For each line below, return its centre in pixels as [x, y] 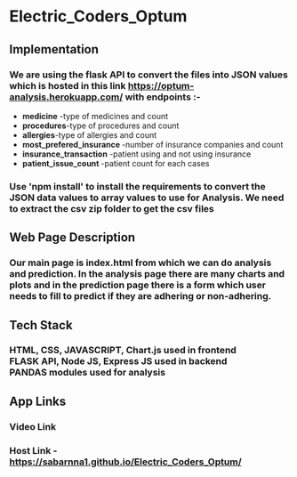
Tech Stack [41, 325]
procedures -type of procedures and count [100, 125]
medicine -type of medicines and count [95, 116]
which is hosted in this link [68, 85]
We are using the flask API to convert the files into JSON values [149, 75]
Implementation [54, 49]
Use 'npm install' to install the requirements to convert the [137, 186]
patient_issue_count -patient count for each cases [116, 163]
